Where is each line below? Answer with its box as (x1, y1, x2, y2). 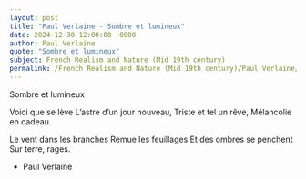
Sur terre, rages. (9, 143, 71, 154)
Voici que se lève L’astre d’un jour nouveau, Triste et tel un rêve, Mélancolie (9, 106, 292, 117)
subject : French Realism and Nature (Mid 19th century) (9, 55, 226, 65)
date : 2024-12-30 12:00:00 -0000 (9, 30, 137, 39)
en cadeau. (9, 115, 52, 127)
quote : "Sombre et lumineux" (9, 47, 120, 56)
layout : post (9, 13, 59, 23)
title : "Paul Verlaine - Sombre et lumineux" (9, 22, 185, 31)
